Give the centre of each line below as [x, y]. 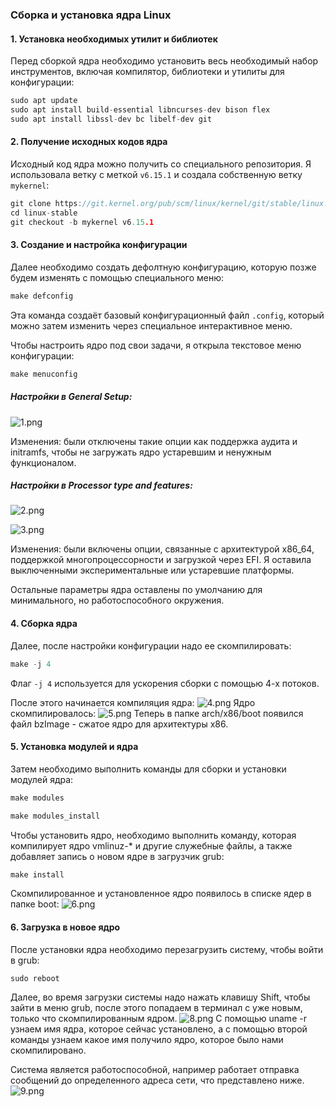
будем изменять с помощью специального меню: [117, 277]
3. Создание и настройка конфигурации [99, 245]
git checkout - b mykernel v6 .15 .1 [82, 222]
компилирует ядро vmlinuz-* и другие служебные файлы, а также [151, 845]
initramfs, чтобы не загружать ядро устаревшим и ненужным [141, 452]
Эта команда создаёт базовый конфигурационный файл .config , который [167, 315]
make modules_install [55, 816]
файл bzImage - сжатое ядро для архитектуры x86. [119, 724]
